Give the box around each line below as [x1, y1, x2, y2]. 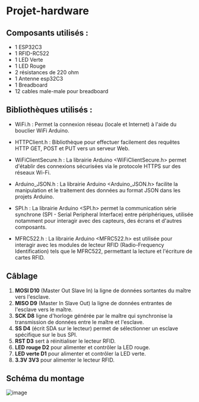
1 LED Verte [14, 56, 43, 63]
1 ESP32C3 [14, 43, 42, 50]
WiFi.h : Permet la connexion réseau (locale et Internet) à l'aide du [14, 121, 177, 128]
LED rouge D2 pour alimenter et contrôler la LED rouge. [14, 343, 150, 351]
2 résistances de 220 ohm [14, 69, 79, 75]
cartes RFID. [14, 254, 45, 261]
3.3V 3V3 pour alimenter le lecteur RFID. [14, 356, 115, 363]
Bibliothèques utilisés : [6, 105, 93, 115]
